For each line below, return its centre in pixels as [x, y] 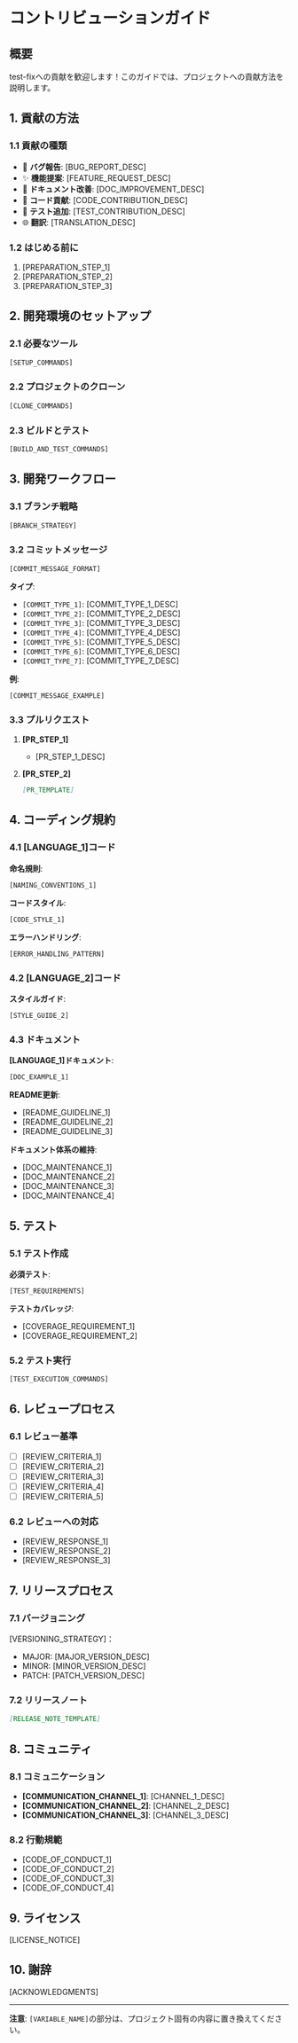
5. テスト [33, 1226]
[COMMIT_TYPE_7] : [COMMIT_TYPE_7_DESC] [101, 661]
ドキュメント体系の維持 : [53, 1150]
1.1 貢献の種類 [38, 145]
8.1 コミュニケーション [57, 1776]
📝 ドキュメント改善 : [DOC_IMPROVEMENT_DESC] [113, 189]
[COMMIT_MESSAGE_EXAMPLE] [57, 696]
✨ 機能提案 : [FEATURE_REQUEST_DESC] [96, 177]
